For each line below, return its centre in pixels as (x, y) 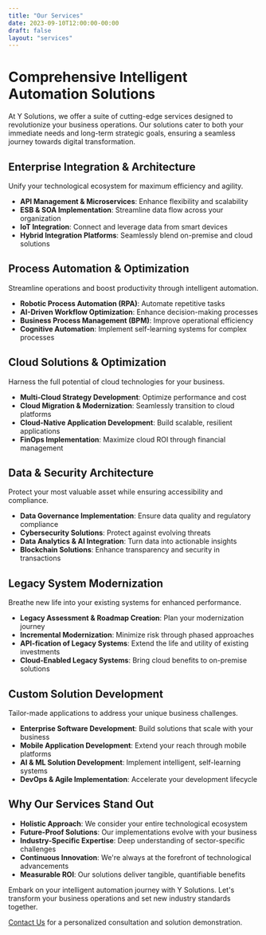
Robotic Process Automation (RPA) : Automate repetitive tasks (122, 303)
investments (40, 652)
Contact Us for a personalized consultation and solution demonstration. (125, 922)
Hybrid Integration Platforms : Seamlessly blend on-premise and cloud (136, 235)
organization (40, 218)
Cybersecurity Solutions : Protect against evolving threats (115, 533)
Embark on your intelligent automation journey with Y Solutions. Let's (121, 890)
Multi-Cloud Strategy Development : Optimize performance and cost (133, 397)
